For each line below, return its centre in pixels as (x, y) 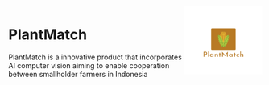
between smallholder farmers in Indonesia (78, 74)
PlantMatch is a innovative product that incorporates (95, 57)
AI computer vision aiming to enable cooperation (89, 65)
